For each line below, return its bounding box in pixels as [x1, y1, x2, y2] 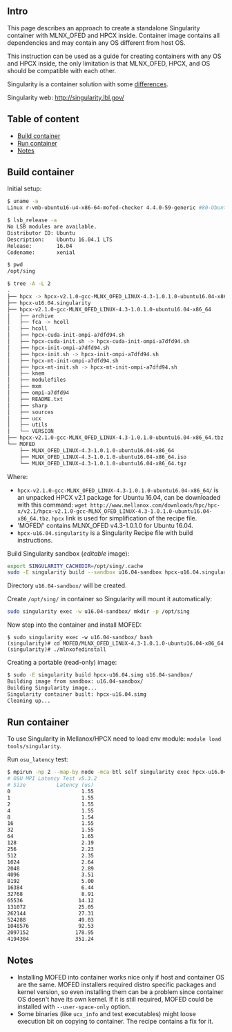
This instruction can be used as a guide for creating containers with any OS [7, 52, 222, 60]
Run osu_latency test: [7, 755, 68, 763]
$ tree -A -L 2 [7, 280, 51, 287]
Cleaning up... [7, 697, 51, 704]
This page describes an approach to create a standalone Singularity [7, 23, 200, 32]
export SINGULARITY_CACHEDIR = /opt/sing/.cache [7, 563, 144, 569]
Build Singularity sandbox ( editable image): [7, 549, 130, 558]
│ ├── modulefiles [7, 376, 67, 384]
